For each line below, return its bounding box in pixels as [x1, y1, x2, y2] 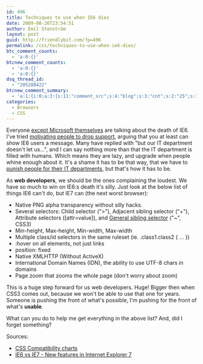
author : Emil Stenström [6, 25, 66, 32]
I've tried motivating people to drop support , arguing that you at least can [6, 133, 188, 140]
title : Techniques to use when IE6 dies [6, 15, 110, 21]
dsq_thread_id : [6, 76, 45, 82]
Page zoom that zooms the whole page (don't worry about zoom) [14, 272, 178, 279]
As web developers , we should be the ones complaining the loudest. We [6, 177, 187, 184]
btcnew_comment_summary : [6, 88, 69, 94]
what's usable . [6, 303, 43, 310]
